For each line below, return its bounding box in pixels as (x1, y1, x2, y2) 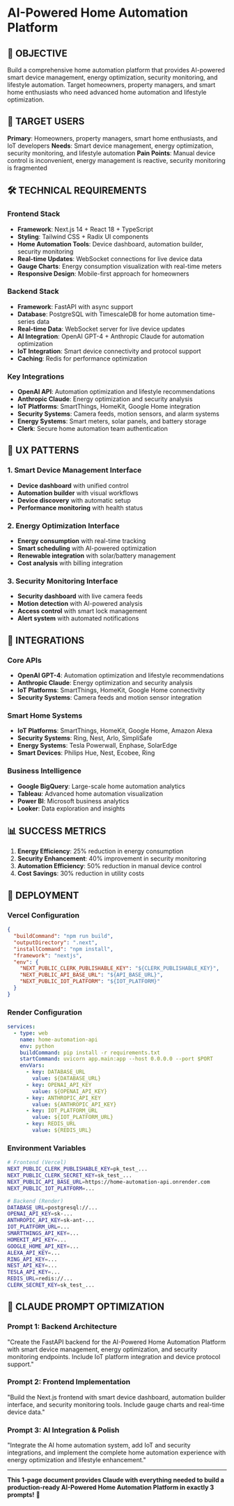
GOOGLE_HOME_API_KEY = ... (7, 1243, 79, 1250)
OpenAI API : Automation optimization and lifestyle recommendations (17, 388, 215, 396)
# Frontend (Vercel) (7, 1159, 68, 1166)
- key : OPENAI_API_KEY (25, 1081, 92, 1088)
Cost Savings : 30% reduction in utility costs (17, 869, 145, 878)
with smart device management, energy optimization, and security (7, 1345, 198, 1354)
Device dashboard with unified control (17, 481, 129, 489)
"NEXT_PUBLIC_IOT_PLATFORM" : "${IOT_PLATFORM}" (19, 978, 160, 985)
